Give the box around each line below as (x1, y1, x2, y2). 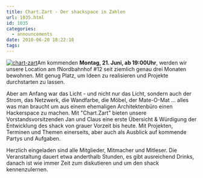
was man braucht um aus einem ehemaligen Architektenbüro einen (6, 103, 173, 110)
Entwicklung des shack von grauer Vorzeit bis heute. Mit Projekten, (6, 122, 173, 129)
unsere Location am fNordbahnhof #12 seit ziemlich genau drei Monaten (6, 65, 187, 72)
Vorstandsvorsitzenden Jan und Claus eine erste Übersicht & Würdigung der (6, 115, 197, 122)
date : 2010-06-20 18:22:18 (6, 37, 74, 43)
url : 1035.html (6, 14, 45, 21)
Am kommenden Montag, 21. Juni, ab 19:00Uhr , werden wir (37, 59, 187, 66)
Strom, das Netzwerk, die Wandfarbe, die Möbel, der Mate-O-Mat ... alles (6, 96, 189, 103)
